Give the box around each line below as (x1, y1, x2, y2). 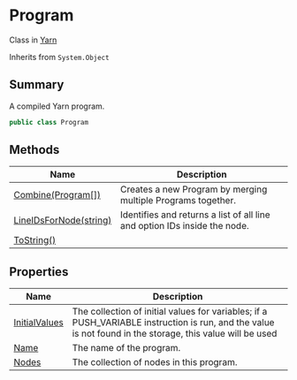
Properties (9, 264, 69, 279)
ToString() (13, 234, 56, 247)
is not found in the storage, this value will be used (72, 328, 278, 340)
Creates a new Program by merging (119, 183, 268, 195)
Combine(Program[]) (13, 189, 102, 201)
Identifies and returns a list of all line (119, 209, 270, 221)
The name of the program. (72, 342, 181, 354)
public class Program (9, 118, 89, 126)
